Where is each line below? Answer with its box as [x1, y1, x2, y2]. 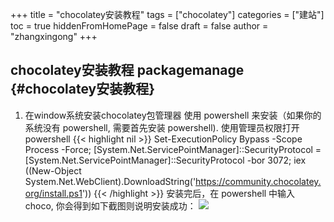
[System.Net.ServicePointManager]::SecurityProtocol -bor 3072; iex [24, 154, 307, 166]
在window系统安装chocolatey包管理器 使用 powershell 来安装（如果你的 [24, 109, 322, 121]
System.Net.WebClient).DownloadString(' [24, 175, 197, 187]
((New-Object [24, 164, 82, 177]
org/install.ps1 [24, 187, 83, 199]
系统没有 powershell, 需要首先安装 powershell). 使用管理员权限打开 [24, 121, 300, 133]
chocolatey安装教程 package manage [10, 62, 245, 79]
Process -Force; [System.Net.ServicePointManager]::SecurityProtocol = [24, 143, 322, 155]
